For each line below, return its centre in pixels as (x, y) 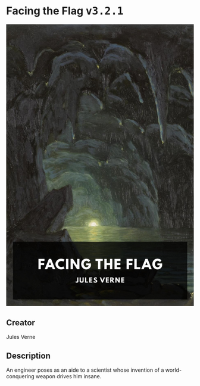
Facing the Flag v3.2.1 (65, 11)
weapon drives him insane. (68, 376)
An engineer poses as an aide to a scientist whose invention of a (85, 370)
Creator (21, 323)
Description (28, 356)
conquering (20, 376)
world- (174, 370)
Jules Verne (21, 337)
